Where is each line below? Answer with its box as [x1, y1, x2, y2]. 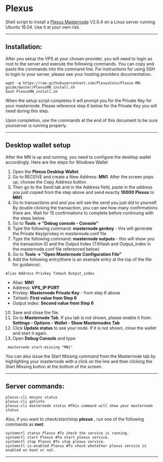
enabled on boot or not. [5, 448, 56, 453]
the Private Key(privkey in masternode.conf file [12, 230, 107, 236]
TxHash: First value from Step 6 [12, 295, 77, 301]
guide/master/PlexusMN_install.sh [5, 85, 75, 90]
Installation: [5, 43, 43, 51]
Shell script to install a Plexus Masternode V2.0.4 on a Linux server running [5, 19, 155, 25]
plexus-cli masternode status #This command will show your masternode [5, 404, 153, 409]
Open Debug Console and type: [12, 335, 76, 341]
